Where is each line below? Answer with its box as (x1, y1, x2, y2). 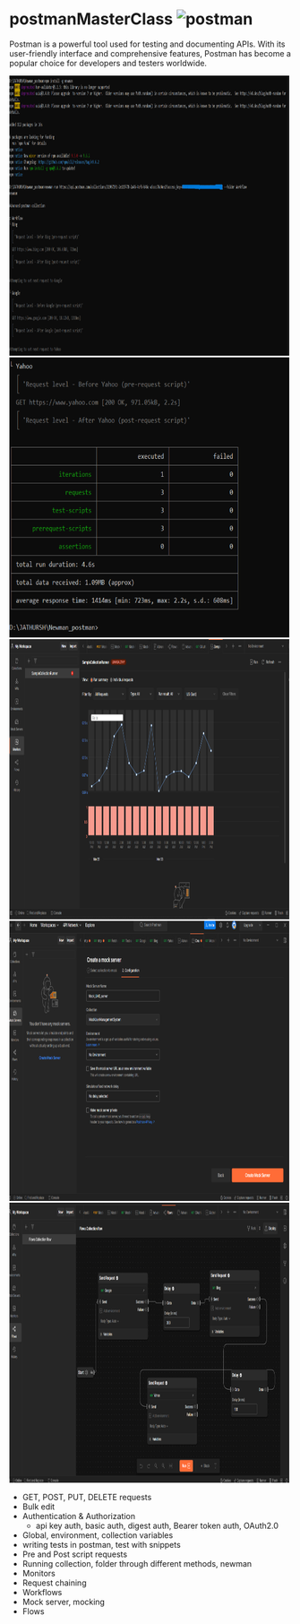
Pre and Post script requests (21, 1549, 128, 1559)
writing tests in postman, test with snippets (21, 1539, 181, 1550)
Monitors (21, 1568, 56, 1578)
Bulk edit (21, 1501, 56, 1512)
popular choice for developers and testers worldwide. (9, 57, 208, 68)
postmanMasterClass (9, 9, 174, 30)
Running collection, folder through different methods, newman (21, 1558, 253, 1568)
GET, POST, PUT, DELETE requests (21, 1491, 152, 1502)
